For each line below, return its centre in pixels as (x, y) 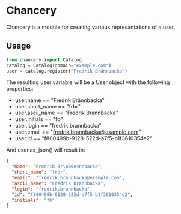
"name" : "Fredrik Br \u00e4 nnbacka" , (57, 167)
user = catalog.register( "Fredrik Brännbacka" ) (67, 71)
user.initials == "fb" (39, 119)
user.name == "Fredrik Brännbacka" (60, 100)
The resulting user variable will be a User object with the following (88, 82)
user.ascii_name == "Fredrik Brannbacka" (66, 113)
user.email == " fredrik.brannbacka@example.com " (78, 132)
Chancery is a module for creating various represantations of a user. (91, 27)
